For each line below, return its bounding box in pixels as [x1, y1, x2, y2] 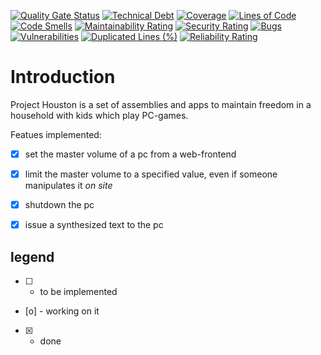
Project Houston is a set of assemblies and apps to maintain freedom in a [10, 98, 312, 110]
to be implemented [39, 286, 118, 297]
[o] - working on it [24, 305, 100, 317]
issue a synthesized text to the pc [24, 219, 164, 231]
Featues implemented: [10, 128, 102, 140]
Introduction [10, 66, 116, 89]
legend [10, 248, 55, 265]
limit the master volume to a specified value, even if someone [24, 168, 278, 180]
